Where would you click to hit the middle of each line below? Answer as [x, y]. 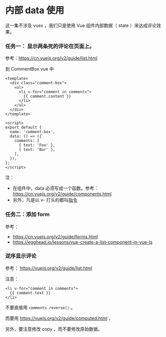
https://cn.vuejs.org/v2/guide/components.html [62, 194]
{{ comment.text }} [30, 293]
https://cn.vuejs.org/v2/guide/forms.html [55, 237]
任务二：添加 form [27, 215]
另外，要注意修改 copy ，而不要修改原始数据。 [54, 329]
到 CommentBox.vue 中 [30, 69]
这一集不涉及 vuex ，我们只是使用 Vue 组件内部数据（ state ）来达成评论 [81, 25]
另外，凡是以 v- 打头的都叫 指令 [45, 200]
